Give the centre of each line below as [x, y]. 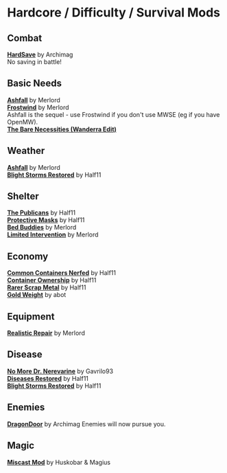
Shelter [23, 196]
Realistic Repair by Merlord [46, 333]
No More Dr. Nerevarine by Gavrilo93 [60, 371]
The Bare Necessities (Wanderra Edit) [62, 129]
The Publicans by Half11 [41, 213]
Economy [28, 256]
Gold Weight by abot [37, 295]
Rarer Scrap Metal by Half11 [47, 287]
